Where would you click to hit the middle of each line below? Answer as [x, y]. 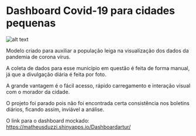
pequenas [31, 23]
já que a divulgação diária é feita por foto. [56, 74]
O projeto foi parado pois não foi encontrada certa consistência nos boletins [98, 103]
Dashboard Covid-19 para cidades [91, 11]
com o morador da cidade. [38, 92]
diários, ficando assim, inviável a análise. [55, 109]
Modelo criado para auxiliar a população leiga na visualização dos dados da [97, 50]
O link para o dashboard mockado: [48, 120]
